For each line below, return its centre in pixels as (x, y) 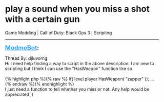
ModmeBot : (22, 48)
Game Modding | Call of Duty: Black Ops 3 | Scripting (59, 33)
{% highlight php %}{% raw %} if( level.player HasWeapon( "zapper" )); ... (80, 79)
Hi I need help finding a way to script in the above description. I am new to (80, 63)
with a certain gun (42, 19)
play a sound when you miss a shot (77, 9)
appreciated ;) (19, 94)
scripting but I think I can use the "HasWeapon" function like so (69, 68)
